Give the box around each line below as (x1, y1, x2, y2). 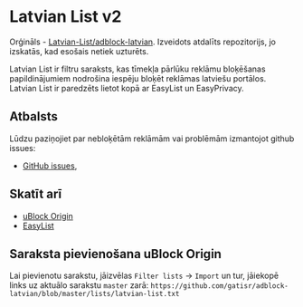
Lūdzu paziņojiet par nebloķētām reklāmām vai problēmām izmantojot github (9, 133, 295, 144)
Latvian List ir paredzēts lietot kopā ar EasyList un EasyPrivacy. (9, 82, 244, 93)
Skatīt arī (9, 187, 62, 202)
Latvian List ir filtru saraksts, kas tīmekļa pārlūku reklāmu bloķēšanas (9, 63, 266, 74)
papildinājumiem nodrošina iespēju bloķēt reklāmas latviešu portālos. (9, 72, 267, 83)
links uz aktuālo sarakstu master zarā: (9, 280, 149, 291)
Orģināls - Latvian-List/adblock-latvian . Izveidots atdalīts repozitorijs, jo (9, 36, 276, 47)
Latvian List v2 (9, 6, 122, 27)
